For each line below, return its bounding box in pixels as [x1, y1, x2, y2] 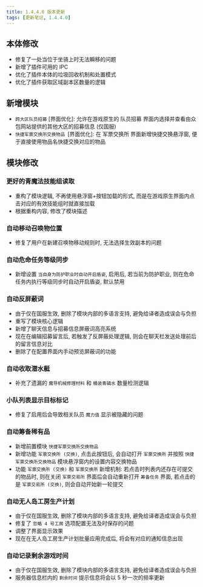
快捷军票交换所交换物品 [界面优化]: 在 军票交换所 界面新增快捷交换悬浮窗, [15, 131, 191, 138]
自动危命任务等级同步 [6, 256, 68, 264]
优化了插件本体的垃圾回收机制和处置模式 [15, 71, 116, 78]
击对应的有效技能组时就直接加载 [15, 200, 95, 207]
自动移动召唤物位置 [6, 224, 62, 232]
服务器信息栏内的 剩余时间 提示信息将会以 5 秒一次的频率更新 [15, 574, 165, 582]
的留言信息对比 [15, 340, 53, 347]
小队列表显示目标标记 [6, 396, 68, 404]
